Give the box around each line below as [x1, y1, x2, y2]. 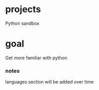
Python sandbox [5, 20, 40, 26]
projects [5, 4, 42, 15]
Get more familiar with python [5, 55, 68, 61]
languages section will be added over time [5, 79, 94, 85]
